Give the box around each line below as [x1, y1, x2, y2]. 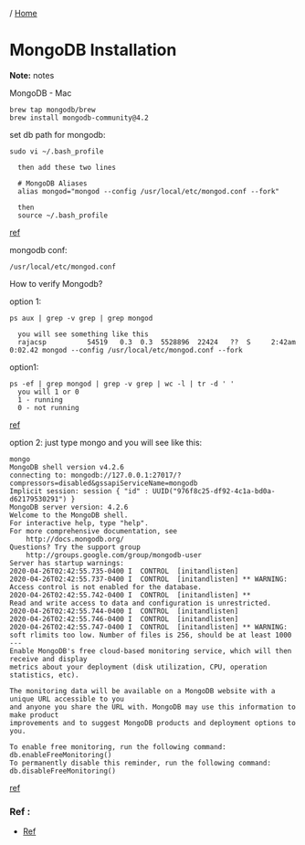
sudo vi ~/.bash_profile [9, 146, 104, 156]
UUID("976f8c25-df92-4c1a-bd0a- [152, 486, 276, 496]
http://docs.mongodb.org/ [26, 534, 125, 544]
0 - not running [17, 403, 79, 412]
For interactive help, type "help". [9, 518, 149, 528]
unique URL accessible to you [9, 694, 125, 703]
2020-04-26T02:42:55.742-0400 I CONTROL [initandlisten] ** [9, 590, 251, 599]
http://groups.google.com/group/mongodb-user [26, 550, 203, 560]
